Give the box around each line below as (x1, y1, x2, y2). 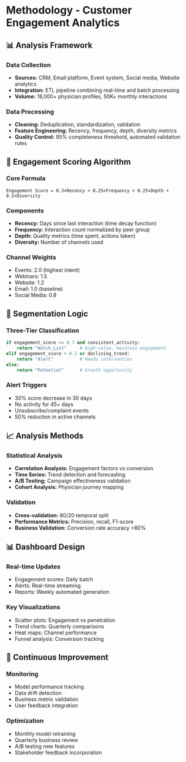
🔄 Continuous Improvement (6, 653, 109, 663)
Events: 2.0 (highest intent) (14, 267, 80, 274)
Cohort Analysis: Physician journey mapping (14, 484, 124, 491)
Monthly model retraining (14, 730, 76, 737)
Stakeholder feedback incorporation (14, 748, 102, 756)
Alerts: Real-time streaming (14, 582, 81, 589)
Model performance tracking (14, 683, 84, 690)
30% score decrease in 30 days (14, 394, 92, 401)
